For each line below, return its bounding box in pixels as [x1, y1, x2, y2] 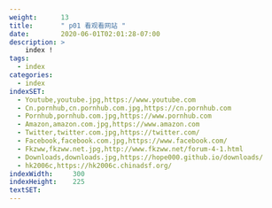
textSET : [9, 186, 42, 195]
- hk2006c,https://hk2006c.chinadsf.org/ [17, 161, 173, 170]
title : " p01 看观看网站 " [9, 21, 126, 30]
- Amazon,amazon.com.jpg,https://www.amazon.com [17, 120, 200, 129]
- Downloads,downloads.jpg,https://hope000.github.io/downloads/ [17, 152, 264, 162]
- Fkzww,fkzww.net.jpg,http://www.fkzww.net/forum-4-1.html [17, 144, 244, 153]
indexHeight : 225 [9, 178, 86, 187]
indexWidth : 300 [9, 169, 86, 178]
